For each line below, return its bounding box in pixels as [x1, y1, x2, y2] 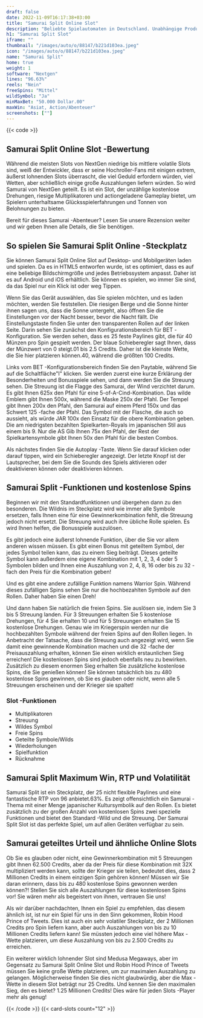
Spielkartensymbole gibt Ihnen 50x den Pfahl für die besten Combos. [6, 434, 178, 441]
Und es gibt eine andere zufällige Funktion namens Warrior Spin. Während [6, 579, 191, 587]
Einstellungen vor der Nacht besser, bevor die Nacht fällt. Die [6, 314, 158, 320]
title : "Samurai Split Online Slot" [6, 20, 98, 26]
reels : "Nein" [6, 82, 42, 88]
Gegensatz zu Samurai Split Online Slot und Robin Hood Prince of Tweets [6, 961, 189, 968]
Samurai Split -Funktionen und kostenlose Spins [6, 483, 192, 493]
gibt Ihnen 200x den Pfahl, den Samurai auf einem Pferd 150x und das [6, 402, 181, 409]
